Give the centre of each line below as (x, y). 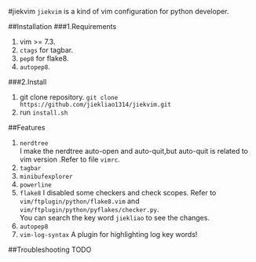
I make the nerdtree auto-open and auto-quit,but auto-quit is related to (134, 151)
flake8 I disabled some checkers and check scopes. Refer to (118, 193)
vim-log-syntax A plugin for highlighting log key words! (108, 234)
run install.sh (44, 112)
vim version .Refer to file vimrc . (69, 159)
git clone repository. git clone (69, 97)
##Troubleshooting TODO (50, 249)
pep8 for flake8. (44, 58)
